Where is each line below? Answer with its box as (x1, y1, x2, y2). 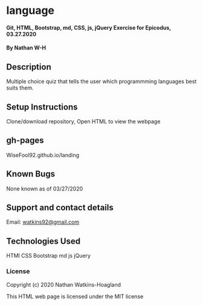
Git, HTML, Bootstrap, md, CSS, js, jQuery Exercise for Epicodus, (6, 24, 171, 31)
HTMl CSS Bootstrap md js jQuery (6, 252, 91, 259)
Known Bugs (6, 169, 56, 179)
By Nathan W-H (6, 44, 47, 51)
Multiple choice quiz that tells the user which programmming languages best (6, 78, 197, 85)
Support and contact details (6, 203, 114, 213)
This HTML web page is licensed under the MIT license (6, 293, 144, 300)
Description (6, 62, 51, 72)
